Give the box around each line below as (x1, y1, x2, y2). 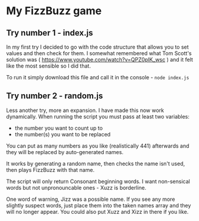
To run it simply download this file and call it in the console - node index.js (6, 74, 189, 81)
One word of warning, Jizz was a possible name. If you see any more (6, 196, 175, 203)
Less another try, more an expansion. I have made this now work (6, 107, 165, 114)
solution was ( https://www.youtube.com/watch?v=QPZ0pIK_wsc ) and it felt (6, 56, 193, 63)
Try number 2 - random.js (6, 91, 103, 101)
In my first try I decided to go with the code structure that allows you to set (6, 43, 189, 50)
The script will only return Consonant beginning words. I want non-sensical (6, 178, 190, 185)
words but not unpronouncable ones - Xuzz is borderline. (6, 184, 147, 191)
